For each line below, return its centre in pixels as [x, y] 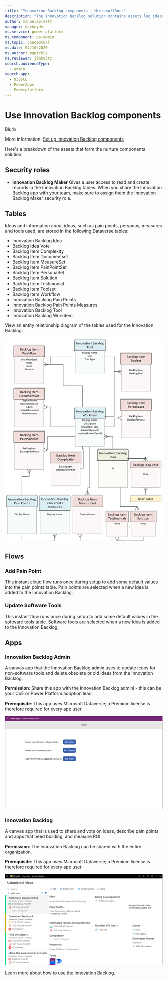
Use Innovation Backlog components [83, 115]
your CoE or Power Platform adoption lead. [49, 694]
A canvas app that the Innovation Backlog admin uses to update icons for [80, 668]
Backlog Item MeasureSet [39, 262]
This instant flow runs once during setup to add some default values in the [82, 616]
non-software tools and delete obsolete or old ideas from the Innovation [79, 673]
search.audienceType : [28, 63]
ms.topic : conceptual [28, 43]
